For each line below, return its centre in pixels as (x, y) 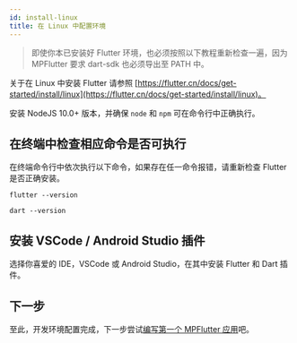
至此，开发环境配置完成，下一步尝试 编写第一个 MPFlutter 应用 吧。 (131, 329)
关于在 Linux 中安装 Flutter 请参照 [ (74, 82)
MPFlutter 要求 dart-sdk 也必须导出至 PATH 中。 (120, 64)
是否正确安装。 (37, 178)
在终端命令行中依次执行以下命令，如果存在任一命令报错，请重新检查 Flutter (148, 167)
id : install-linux (44, 17)
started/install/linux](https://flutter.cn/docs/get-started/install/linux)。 (138, 94)
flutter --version (44, 195)
